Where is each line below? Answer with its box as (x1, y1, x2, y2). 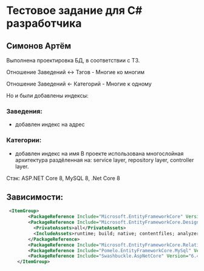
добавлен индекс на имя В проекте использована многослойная (15, 150, 184, 157)
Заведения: (6, 107, 42, 115)
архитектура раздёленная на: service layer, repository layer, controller (15, 156, 194, 164)
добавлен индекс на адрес (15, 121, 85, 128)
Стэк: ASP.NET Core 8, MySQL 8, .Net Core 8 (6, 174, 120, 182)
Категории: (6, 136, 42, 144)
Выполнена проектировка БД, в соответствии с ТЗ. (6, 57, 140, 64)
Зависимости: (6, 192, 64, 202)
